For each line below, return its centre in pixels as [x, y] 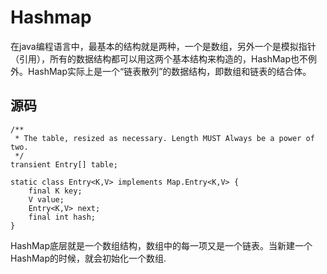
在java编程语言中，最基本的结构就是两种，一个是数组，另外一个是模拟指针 [163, 46]
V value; [46, 199]
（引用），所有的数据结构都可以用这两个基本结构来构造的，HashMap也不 [159, 58]
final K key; [55, 191]
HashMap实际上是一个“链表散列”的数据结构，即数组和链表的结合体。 [169, 71]
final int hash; [62, 217]
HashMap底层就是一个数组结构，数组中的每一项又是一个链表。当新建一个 [161, 245]
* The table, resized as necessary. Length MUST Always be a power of [164, 138]
